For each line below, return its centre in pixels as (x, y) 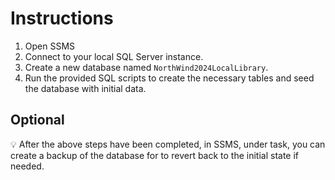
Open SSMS (50, 46)
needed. (27, 166)
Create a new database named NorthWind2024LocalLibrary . (146, 67)
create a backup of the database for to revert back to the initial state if (155, 155)
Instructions (62, 18)
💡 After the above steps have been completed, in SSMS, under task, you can (168, 144)
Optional (37, 120)
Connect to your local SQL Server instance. (114, 56)
